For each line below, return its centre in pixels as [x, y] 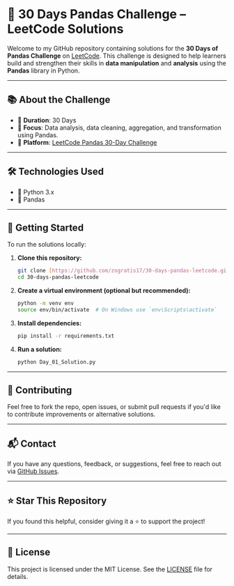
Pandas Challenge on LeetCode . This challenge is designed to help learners [117, 56]
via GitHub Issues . [33, 471]
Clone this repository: [49, 258]
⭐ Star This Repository [57, 501]
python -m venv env [46, 303]
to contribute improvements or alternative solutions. [81, 415]
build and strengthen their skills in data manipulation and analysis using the [117, 63]
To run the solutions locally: [47, 245]
